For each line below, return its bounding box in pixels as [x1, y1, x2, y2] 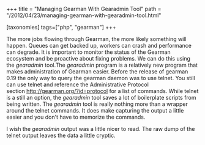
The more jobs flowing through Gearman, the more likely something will [6, 35, 187, 42]
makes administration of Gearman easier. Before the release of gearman [6, 68, 188, 75]
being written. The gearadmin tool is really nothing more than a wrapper [6, 100, 188, 108]
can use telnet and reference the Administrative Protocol [6, 81, 149, 88]
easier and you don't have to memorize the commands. [6, 113, 146, 121]
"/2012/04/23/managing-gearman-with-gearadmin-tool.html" [6, 12, 162, 19]
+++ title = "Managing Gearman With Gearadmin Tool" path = [6, 6, 162, 12]
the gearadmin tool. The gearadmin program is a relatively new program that [6, 61, 198, 69]
